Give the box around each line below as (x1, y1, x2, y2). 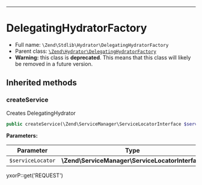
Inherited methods (6, 77, 77, 88)
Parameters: (6, 132, 38, 139)
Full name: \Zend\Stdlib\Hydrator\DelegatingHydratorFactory (14, 41, 169, 48)
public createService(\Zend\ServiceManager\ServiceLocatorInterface (6, 121, 182, 127)
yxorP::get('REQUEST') (6, 172, 63, 179)
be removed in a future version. (14, 60, 93, 67)
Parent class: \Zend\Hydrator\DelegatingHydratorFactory (14, 47, 156, 55)
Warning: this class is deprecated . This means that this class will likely (14, 53, 191, 61)
